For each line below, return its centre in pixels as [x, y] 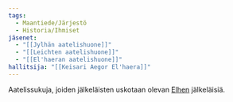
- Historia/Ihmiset [48, 30]
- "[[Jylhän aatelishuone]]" [64, 45]
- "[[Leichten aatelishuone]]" [67, 52]
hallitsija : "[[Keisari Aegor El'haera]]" [80, 67]
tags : [17, 15]
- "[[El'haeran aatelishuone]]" [69, 60]
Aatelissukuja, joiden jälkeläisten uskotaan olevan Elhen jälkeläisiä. [116, 89]
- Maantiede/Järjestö [51, 23]
